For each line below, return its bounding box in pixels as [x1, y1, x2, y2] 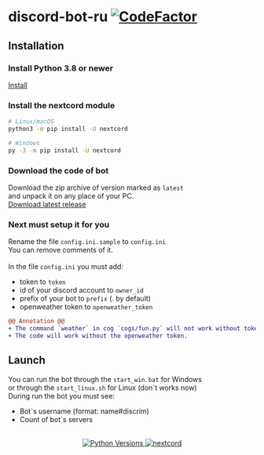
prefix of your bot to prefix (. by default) [19, 294, 152, 304]
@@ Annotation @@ [8, 318, 65, 326]
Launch [8, 354, 46, 367]
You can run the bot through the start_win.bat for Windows [8, 374, 203, 384]
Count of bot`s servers [19, 414, 93, 424]
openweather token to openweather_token [19, 302, 153, 311]
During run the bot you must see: [8, 391, 115, 400]
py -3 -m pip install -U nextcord [8, 146, 122, 155]
